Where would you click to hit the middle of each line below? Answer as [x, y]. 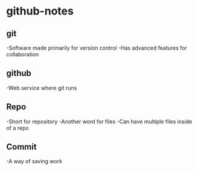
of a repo [18, 127]
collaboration [23, 54]
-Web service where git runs [42, 88]
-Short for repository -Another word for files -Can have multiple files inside [99, 121]
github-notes [40, 11]
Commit [22, 147]
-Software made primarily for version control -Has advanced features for [97, 48]
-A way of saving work [34, 161]
